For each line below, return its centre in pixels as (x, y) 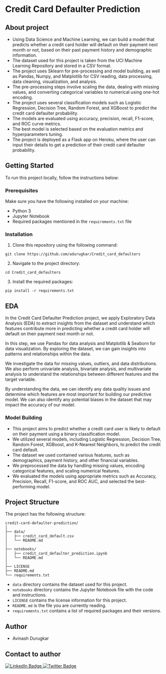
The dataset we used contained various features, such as (71, 455)
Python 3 (22, 211)
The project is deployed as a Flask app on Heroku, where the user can (84, 139)
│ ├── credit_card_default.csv (40, 536)
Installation (19, 234)
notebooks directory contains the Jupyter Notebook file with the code (83, 590)
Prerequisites (22, 191)
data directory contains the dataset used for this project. (70, 585)
